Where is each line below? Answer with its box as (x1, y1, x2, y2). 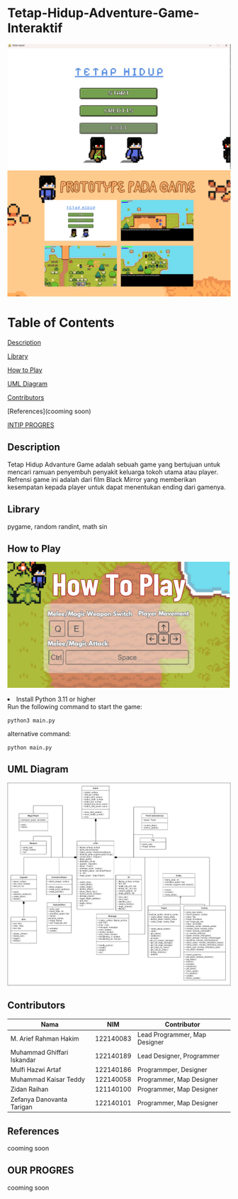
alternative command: (7, 729, 72, 738)
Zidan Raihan (10, 1085, 49, 1094)
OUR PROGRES (7, 1164, 74, 1176)
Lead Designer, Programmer (137, 1052, 220, 1061)
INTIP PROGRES (7, 420, 55, 429)
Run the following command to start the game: (7, 702, 143, 711)
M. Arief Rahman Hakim (10, 1034, 79, 1043)
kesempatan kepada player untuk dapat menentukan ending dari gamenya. (7, 483, 226, 491)
